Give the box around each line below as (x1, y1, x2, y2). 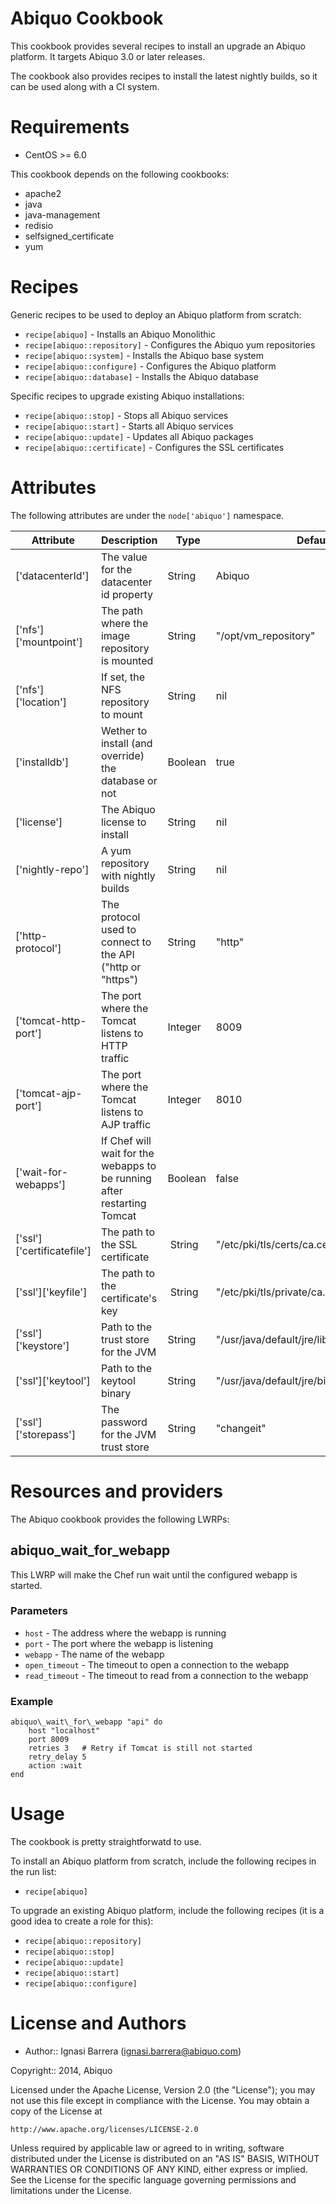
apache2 (24, 187, 62, 199)
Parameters (10, 1604, 68, 1618)
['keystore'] (15, 1338, 70, 1352)
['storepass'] (15, 1427, 77, 1441)
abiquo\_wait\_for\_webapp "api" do (10, 1717, 163, 1727)
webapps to (100, 1158, 157, 1172)
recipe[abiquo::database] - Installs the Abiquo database (24, 370, 259, 382)
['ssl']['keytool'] (15, 1373, 91, 1387)
